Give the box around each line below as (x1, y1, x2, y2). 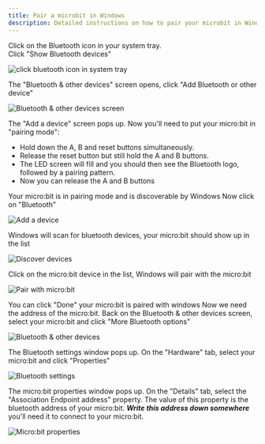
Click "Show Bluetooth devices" (8, 49, 112, 58)
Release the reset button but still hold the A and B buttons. (19, 151, 209, 160)
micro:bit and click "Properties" (8, 356, 110, 365)
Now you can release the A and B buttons (19, 175, 155, 186)
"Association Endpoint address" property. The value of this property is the (8, 394, 248, 404)
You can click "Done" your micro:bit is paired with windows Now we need (8, 299, 247, 309)
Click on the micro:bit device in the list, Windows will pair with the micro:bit (8, 269, 252, 279)
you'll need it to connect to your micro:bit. (8, 412, 144, 421)
